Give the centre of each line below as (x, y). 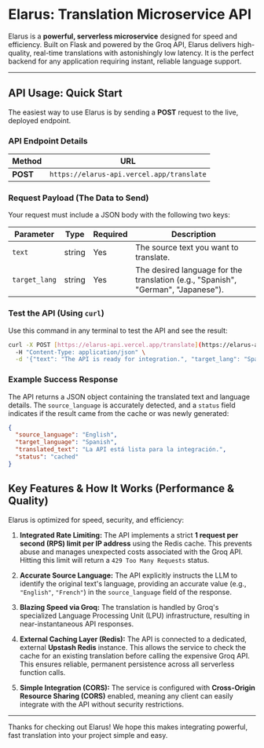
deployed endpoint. (40, 120)
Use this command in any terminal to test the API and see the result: (118, 330)
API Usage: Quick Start (66, 93)
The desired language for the (189, 270)
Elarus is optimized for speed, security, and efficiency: (96, 520)
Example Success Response (63, 380)
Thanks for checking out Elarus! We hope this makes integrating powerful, (128, 727)
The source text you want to (187, 247)
